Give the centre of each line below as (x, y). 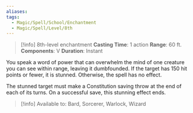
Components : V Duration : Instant (62, 51)
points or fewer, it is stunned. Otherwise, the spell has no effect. (84, 75)
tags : (13, 17)
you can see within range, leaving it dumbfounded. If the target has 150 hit (97, 69)
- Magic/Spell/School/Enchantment (54, 22)
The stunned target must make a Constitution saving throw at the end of (94, 87)
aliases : (17, 11)
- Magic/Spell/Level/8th (42, 28)
